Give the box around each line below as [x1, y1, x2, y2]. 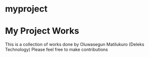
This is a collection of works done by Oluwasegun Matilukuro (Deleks [5, 42, 145, 47]
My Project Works [5, 26, 80, 37]
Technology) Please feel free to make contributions [5, 47, 108, 53]
